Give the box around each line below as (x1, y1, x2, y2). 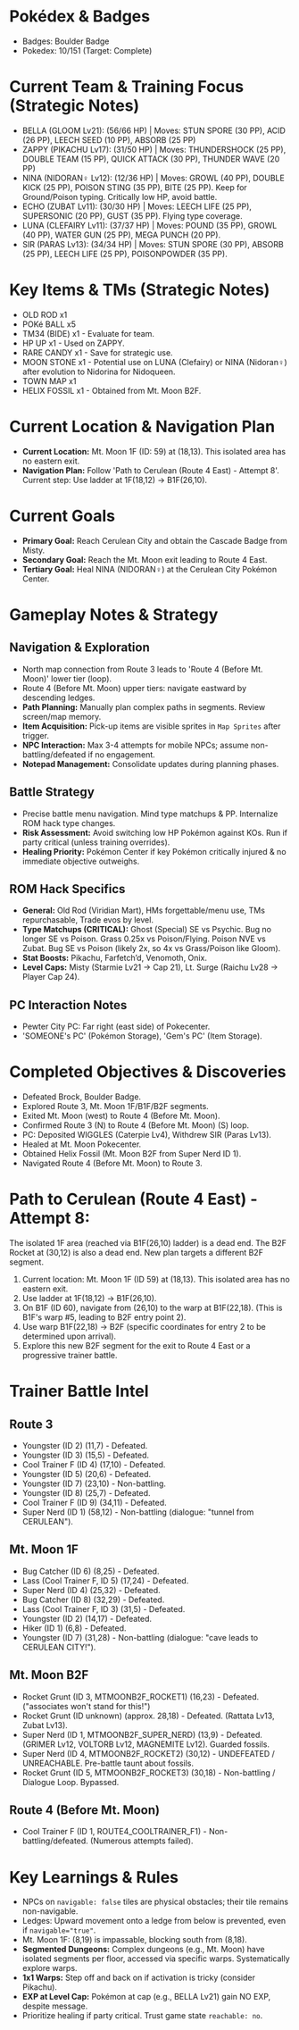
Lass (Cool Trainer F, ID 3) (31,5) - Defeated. (21, 1603, 186, 1614)
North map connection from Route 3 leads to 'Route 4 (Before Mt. (21, 664, 263, 674)
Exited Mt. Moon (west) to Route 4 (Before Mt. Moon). (21, 1110, 220, 1122)
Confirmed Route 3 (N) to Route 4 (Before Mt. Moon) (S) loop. (21, 1120, 250, 1131)
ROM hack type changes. (21, 817, 116, 828)
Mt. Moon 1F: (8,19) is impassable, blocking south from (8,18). (21, 1934, 247, 1945)
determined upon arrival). (21, 1331, 117, 1341)
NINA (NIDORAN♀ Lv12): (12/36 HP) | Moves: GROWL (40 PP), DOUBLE (21, 172, 286, 183)
